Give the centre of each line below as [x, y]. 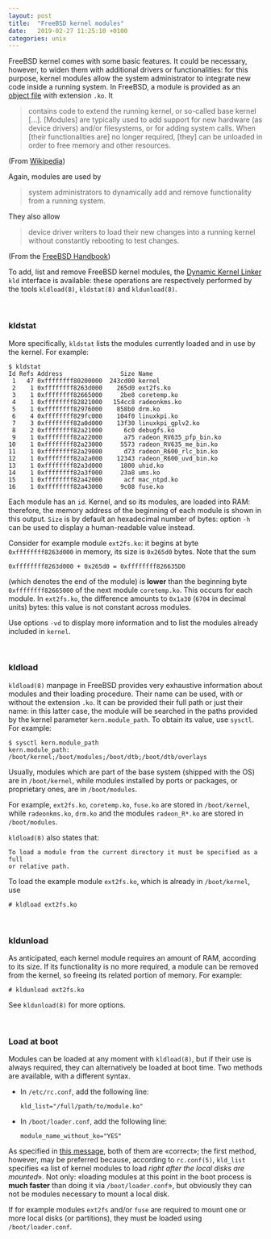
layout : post [30, 16]
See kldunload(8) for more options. [67, 1005]
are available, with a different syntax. [69, 1076]
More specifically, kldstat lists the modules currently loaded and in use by [132, 343]
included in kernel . [40, 631]
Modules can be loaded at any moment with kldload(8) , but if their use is [130, 1059]
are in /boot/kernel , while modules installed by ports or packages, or [123, 780]
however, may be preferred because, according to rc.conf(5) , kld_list [127, 1160]
